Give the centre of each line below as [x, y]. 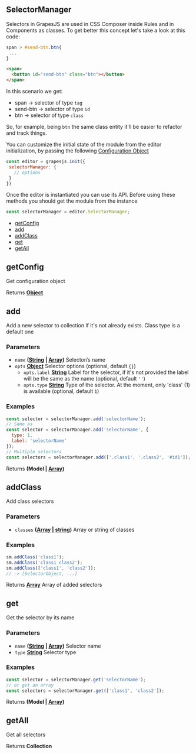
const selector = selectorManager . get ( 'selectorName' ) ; [76, 680]
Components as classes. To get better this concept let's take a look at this [96, 30]
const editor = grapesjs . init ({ [46, 162]
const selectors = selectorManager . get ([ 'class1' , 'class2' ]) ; [85, 691]
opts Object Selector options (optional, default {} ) [75, 366]
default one [20, 331]
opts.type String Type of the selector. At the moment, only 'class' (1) [107, 385]
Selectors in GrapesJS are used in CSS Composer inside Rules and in [90, 24]
